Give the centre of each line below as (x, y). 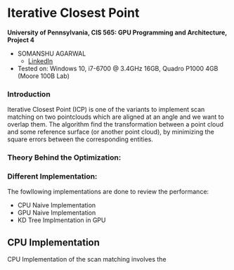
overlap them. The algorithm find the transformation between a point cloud (115, 124)
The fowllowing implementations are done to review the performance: (108, 192)
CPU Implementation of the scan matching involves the (87, 259)
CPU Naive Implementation (57, 205)
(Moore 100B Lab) (44, 76)
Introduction (29, 94)
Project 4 (21, 39)
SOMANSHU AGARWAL (52, 53)
